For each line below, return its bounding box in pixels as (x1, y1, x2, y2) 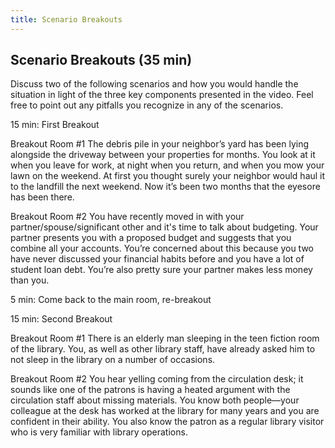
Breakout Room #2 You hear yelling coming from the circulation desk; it (10, 373, 304, 385)
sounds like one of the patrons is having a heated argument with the (10, 384, 291, 396)
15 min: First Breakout (10, 119, 100, 131)
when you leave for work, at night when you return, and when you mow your (10, 159, 325, 171)
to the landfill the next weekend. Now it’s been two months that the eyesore (10, 181, 321, 193)
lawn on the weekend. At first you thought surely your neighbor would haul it (10, 170, 326, 182)
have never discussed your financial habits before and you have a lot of (10, 253, 305, 265)
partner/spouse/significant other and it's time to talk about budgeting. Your (10, 221, 319, 233)
